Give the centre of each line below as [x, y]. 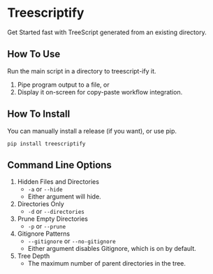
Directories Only [41, 204]
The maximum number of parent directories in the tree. [107, 264]
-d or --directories [56, 212]
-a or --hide [45, 189]
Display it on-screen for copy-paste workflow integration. [100, 92]
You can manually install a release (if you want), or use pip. [92, 131]
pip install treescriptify [46, 144]
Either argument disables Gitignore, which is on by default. [112, 249]
